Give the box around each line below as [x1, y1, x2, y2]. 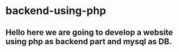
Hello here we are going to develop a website [5, 27, 173, 37]
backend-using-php [5, 4, 107, 18]
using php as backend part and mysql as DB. [5, 36, 172, 46]
